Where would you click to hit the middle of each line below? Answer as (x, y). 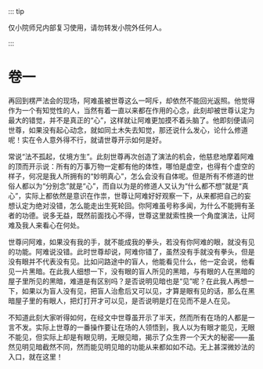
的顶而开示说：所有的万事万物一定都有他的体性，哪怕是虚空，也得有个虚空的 (131, 166)
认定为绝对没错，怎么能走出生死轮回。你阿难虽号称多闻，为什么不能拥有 (131, 205)
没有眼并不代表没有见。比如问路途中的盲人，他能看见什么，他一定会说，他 (128, 261)
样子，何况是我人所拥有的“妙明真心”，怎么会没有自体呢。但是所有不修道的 (128, 176)
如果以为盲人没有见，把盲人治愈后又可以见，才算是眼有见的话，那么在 (135, 290)
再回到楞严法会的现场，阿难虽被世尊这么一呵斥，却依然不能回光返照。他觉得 (131, 100)
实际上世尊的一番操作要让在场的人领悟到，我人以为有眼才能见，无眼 (145, 327)
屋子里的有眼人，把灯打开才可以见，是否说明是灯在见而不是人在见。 (124, 301)
